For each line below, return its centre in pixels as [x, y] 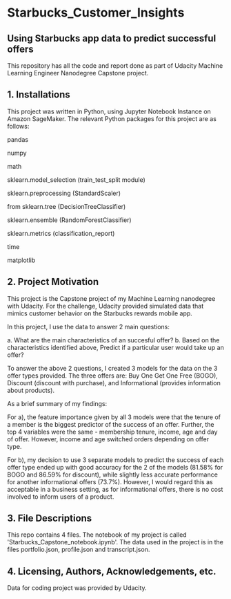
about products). [31, 390]
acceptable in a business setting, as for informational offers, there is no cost [115, 489]
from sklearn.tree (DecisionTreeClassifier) [67, 206]
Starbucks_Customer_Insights [96, 13]
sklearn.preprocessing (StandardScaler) [64, 193]
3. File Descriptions [50, 518]
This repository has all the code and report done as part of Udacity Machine [115, 66]
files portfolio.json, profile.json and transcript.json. [79, 550]
